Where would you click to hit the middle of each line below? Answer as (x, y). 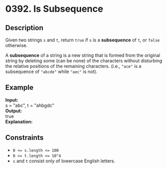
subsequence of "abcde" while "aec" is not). (52, 71)
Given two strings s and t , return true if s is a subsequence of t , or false (82, 40)
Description (24, 28)
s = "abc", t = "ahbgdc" (30, 105)
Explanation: (19, 122)
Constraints (25, 138)
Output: (14, 111)
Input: (12, 100)
